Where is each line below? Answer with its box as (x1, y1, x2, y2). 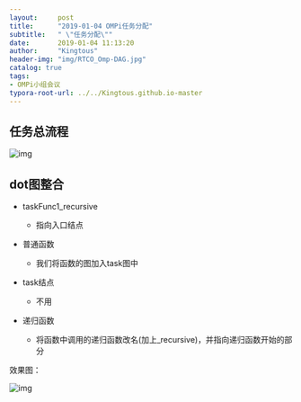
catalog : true (9, 64, 63, 73)
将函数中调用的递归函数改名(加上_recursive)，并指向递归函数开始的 (35, 335, 285, 345)
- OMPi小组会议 (9, 80, 61, 89)
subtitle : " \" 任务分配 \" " (9, 30, 113, 39)
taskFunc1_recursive (22, 201, 99, 212)
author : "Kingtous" (9, 47, 99, 56)
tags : (9, 72, 30, 81)
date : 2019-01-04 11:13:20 (9, 38, 135, 48)
